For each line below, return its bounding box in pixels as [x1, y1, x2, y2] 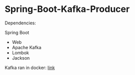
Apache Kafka [12, 44, 42, 50]
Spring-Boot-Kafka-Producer [5, 3, 130, 15]
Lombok [12, 50, 30, 56]
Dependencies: [5, 20, 36, 26]
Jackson [12, 55, 30, 61]
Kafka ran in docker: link [5, 65, 55, 71]
